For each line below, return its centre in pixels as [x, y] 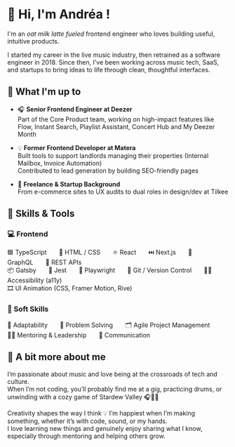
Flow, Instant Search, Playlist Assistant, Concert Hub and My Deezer [116, 126]
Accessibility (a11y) [35, 281]
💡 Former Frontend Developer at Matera [76, 147]
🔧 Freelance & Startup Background [69, 184]
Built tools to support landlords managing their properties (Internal [113, 155]
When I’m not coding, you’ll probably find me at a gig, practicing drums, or [115, 389]
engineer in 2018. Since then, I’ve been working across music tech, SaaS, [113, 62]
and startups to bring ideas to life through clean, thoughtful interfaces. [109, 69]
